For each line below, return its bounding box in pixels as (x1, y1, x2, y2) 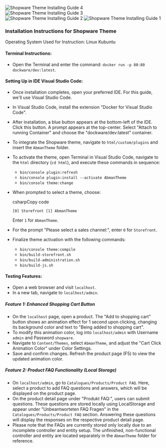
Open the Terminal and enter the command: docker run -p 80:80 (12, 61, 145, 67)
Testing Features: (5, 273, 42, 279)
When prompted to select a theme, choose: (12, 189, 101, 195)
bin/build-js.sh (19, 263, 54, 268)
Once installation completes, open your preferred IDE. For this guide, (12, 89, 153, 95)
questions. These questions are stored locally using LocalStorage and (12, 401, 155, 407)
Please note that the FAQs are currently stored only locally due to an (12, 422, 152, 428)
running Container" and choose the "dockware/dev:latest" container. (12, 129, 153, 135)
